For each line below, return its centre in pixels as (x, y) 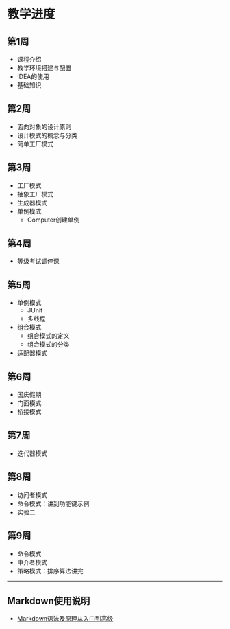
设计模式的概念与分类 (47, 135)
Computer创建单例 (53, 220)
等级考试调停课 (38, 261)
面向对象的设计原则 (44, 126)
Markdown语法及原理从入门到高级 (65, 619)
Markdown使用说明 (49, 601)
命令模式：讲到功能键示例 (53, 503)
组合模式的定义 (48, 336)
